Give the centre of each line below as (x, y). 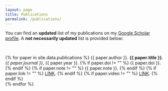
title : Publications (27, 14)
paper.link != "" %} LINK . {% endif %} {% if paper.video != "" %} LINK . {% (81, 74)
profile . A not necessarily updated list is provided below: (64, 38)
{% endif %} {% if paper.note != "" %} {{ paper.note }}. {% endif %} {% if (81, 68)
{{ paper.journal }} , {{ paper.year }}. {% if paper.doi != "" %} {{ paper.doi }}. (83, 63)
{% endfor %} (20, 84)
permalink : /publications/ (33, 19)
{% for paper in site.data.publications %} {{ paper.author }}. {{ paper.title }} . (84, 58)
